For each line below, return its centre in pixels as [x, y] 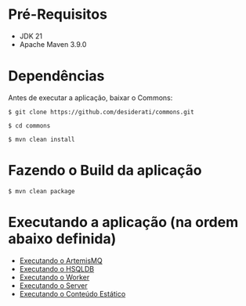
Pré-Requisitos [58, 14]
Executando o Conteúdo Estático [72, 293]
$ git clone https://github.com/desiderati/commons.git [101, 112]
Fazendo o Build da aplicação [105, 171]
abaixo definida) [62, 239]
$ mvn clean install [42, 139]
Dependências [56, 76]
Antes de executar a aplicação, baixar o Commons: [90, 97]
